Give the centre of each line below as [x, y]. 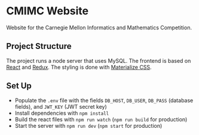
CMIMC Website [48, 11]
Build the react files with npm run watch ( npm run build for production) [101, 119]
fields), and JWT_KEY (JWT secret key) [61, 106]
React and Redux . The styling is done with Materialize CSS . [79, 67]
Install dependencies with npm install [62, 113]
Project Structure [39, 46]
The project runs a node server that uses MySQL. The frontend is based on [99, 60]
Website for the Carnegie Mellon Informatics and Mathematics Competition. [99, 27]
